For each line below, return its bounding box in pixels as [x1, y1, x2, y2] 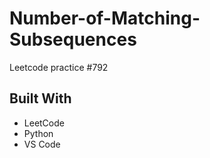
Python [23, 127, 54, 139]
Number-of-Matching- [9, 7, 201, 30]
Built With [9, 90, 72, 107]
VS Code [23, 138, 61, 150]
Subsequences [9, 28, 137, 51]
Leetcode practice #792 [9, 61, 109, 73]
